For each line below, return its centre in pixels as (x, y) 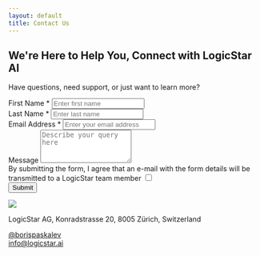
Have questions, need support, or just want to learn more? (104, 87)
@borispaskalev (35, 235)
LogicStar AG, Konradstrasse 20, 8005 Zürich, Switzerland (105, 219)
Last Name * (29, 114)
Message (24, 160)
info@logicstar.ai (36, 243)
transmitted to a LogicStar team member (75, 178)
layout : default (35, 16)
